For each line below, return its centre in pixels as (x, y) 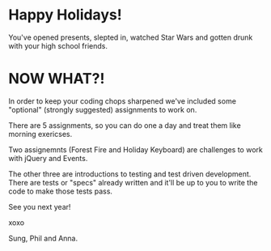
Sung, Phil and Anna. (43, 238)
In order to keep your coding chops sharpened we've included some (123, 101)
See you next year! (40, 206)
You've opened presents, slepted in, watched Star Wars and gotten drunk (131, 37)
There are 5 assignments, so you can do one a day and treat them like (125, 125)
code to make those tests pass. (61, 191)
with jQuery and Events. (48, 158)
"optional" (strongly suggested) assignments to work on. (103, 109)
